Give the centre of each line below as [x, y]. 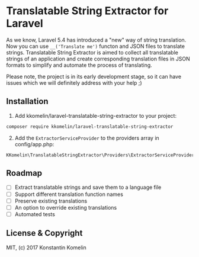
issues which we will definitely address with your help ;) [74, 83]
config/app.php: [34, 144]
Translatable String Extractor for [87, 11]
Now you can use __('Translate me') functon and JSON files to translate [96, 46]
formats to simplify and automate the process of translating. [79, 65]
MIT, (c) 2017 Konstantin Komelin [46, 248]
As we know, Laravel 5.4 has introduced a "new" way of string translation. [96, 40]
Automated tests [35, 214]
